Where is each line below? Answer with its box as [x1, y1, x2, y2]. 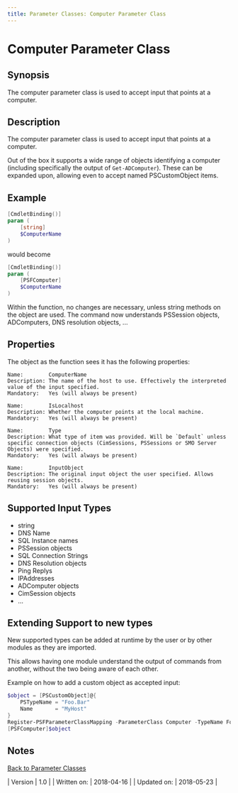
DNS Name [17, 528, 51, 537]
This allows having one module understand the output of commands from [7, 657, 222, 666]
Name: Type [7, 427, 62, 434]
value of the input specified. [7, 383, 100, 390]
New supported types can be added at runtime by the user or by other [7, 636, 212, 645]
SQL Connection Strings [17, 551, 89, 559]
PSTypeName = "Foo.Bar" [20, 699, 91, 706]
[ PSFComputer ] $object [7, 725, 72, 732]
